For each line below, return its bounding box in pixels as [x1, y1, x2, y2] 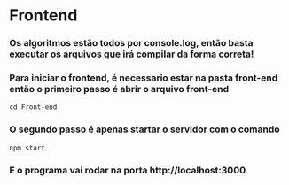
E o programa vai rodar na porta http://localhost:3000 [9, 164, 246, 176]
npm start [9, 143, 46, 152]
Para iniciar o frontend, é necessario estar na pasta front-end [9, 72, 278, 84]
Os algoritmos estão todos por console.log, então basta [9, 37, 254, 50]
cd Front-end [9, 103, 58, 112]
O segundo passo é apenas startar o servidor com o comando [9, 123, 281, 135]
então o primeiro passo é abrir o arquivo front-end [9, 83, 230, 96]
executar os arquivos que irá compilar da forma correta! [9, 48, 254, 60]
